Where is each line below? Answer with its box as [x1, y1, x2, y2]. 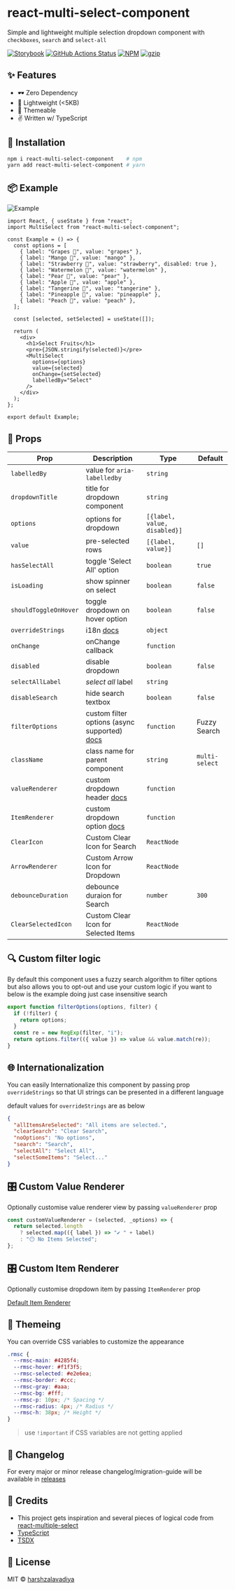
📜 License [7, 1556, 51, 1568]
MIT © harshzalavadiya [7, 1575, 75, 1583]
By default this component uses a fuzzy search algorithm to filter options [7, 975, 218, 983]
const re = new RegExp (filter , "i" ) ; [13, 1029, 124, 1037]
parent [85, 755, 108, 765]
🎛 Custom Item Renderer [7, 1262, 120, 1275]
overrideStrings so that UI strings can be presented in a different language [7, 1087, 224, 1096]
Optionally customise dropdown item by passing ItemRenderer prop [7, 1285, 201, 1293]
